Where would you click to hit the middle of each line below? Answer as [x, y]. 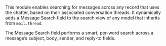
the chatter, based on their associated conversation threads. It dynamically [83, 12]
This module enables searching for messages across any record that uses [82, 7]
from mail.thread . [24, 23]
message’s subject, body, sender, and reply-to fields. [60, 38]
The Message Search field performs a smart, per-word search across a [79, 33]
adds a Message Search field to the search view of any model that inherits [83, 18]
